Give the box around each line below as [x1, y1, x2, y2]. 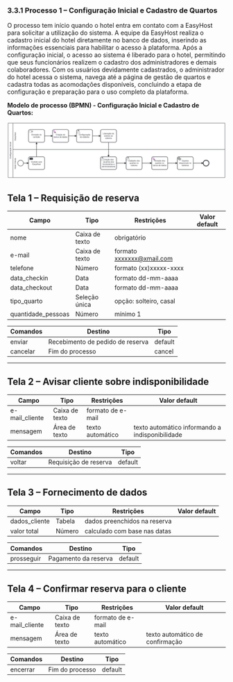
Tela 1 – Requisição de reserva [7, 192, 140, 203]
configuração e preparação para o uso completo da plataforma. [7, 88, 189, 96]
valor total [10, 526, 40, 535]
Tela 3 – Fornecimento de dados [7, 487, 148, 499]
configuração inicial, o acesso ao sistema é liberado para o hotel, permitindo [7, 51, 226, 59]
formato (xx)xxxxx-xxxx [114, 264, 184, 272]
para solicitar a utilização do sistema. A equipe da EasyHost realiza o [7, 28, 205, 37]
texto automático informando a [133, 423, 222, 432]
